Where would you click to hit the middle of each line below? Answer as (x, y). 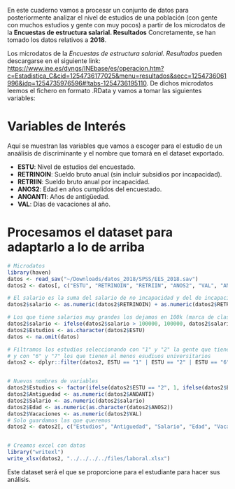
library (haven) (29, 273)
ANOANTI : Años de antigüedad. (63, 196)
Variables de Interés (67, 126)
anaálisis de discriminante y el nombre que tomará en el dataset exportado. (116, 153)
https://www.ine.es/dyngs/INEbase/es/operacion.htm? (86, 68)
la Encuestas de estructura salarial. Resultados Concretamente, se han (112, 32)
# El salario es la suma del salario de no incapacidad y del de (104, 298)
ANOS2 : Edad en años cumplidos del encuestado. (90, 189)
